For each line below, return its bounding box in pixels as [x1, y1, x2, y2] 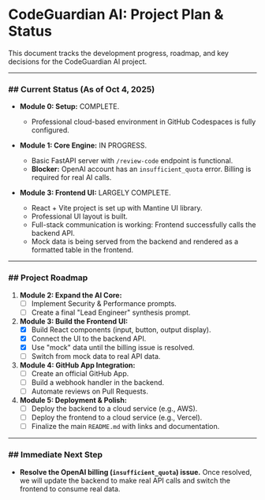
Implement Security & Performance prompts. [31, 298, 177, 308]
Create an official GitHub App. [31, 368, 129, 378]
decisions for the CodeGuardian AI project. [8, 57, 147, 66]
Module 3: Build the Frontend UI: [19, 316, 129, 326]
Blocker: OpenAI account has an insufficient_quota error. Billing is [31, 164, 252, 174]
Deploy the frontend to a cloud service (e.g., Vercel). [31, 412, 203, 423]
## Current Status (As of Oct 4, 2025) [8, 84, 155, 95]
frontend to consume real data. [19, 483, 121, 494]
